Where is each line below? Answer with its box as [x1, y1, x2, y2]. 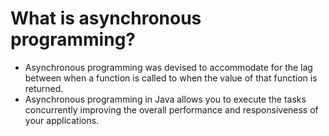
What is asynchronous [10, 7, 202, 30]
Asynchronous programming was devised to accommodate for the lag [24, 61, 313, 73]
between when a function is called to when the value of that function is [24, 72, 318, 84]
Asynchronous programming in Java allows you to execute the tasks [24, 93, 307, 105]
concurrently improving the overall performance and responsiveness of [24, 103, 319, 116]
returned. [24, 82, 64, 94]
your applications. [24, 114, 100, 126]
